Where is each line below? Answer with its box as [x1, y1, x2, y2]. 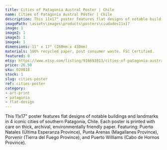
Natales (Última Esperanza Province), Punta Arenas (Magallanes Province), [5, 129, 159, 135]
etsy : [5, 58, 16, 63]
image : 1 [5, 26, 23, 31]
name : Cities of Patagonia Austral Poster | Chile [5, 12, 112, 17]
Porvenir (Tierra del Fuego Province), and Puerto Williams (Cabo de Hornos [5, 135, 160, 141]
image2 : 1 [5, 30, 26, 35]
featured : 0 [5, 53, 30, 59]
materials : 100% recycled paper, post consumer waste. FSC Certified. [5, 49, 155, 54]
